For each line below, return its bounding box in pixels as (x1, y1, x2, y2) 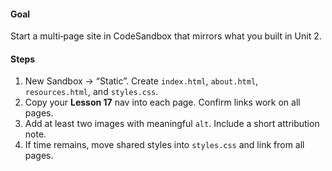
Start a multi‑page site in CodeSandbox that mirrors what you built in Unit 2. (10, 30, 322, 42)
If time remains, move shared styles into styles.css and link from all (24, 139, 305, 151)
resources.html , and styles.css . (24, 86, 159, 98)
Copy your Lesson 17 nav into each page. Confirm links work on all (24, 96, 301, 109)
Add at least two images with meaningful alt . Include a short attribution (24, 118, 320, 130)
